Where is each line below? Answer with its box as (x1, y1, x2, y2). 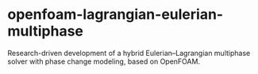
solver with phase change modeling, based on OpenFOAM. (7, 57, 200, 66)
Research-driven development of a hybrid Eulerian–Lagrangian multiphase (7, 48, 251, 57)
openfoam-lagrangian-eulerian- (7, 6, 224, 24)
